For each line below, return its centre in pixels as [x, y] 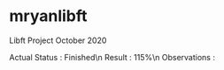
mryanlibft [48, 16]
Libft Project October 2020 [58, 40]
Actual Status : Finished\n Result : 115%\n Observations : [112, 57]
